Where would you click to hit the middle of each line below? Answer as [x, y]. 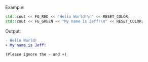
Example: [15, 7]
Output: [13, 31]
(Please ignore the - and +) [36, 54]
